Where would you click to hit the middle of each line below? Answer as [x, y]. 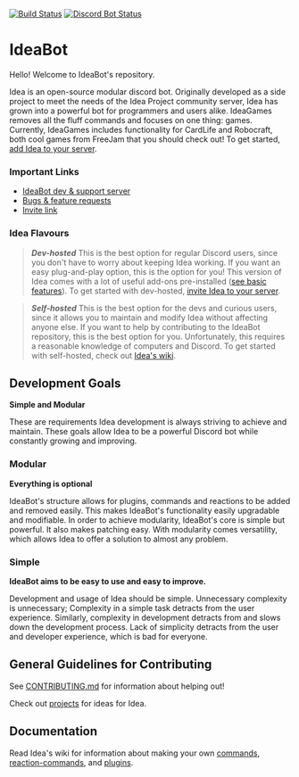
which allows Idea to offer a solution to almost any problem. [119, 539]
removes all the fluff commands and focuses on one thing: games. [131, 120]
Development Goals [65, 383]
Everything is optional [51, 484]
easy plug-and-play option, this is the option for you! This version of [156, 271]
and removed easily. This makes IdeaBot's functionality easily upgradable [145, 510]
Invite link [40, 211]
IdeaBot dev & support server [76, 191]
